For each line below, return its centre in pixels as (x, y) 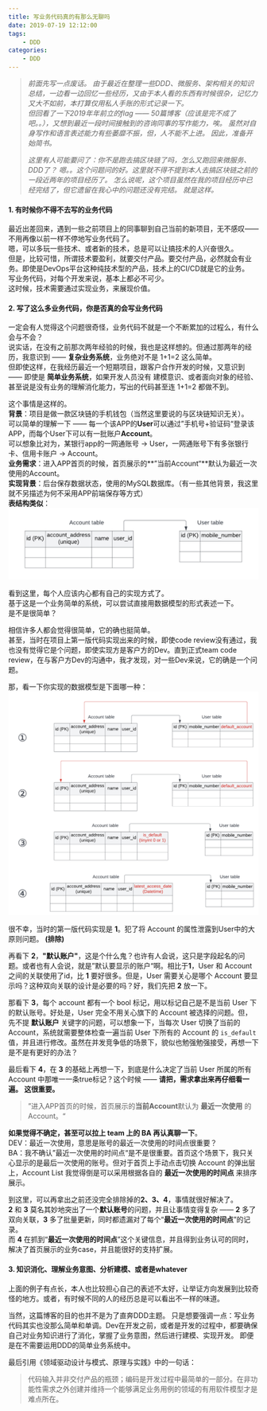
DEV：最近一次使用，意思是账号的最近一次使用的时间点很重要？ (113, 1143)
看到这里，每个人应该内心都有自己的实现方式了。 (88, 594)
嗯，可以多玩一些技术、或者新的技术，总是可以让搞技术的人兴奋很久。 (123, 249)
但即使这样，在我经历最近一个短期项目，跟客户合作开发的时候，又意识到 (126, 367)
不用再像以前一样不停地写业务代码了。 (71, 239)
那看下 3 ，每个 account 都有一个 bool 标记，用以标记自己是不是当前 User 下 (132, 1003)
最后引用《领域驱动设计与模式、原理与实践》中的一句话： (102, 1362)
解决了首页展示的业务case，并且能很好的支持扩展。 (93, 1249)
